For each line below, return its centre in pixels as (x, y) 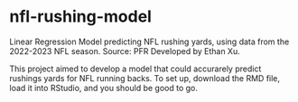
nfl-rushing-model (80, 17)
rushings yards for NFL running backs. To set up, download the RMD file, (145, 78)
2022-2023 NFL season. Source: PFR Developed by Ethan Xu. (125, 51)
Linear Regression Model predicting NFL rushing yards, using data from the (149, 42)
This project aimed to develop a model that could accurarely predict (135, 69)
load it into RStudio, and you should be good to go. (104, 88)
